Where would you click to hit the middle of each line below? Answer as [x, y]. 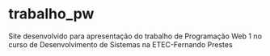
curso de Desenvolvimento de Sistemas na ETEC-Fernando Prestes [120, 44]
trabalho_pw [51, 14]
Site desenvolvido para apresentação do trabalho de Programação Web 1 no [135, 36]
